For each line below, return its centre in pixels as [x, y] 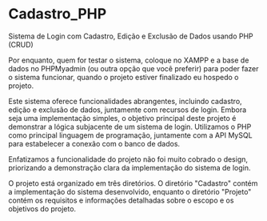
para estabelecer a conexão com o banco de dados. [94, 143]
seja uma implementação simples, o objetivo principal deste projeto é [122, 118]
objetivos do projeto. [42, 208]
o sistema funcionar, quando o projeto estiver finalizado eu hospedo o [124, 77]
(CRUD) [21, 44]
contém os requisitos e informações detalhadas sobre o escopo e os [121, 200]
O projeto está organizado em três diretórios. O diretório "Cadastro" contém [133, 183]
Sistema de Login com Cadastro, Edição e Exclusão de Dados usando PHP [131, 36]
